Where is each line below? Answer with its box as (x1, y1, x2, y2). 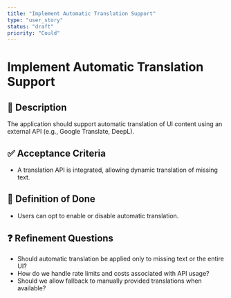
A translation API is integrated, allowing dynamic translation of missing (17, 166, 218, 174)
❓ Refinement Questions (7, 233, 114, 245)
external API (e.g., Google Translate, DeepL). (7, 128, 135, 136)
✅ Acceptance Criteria (7, 147, 106, 159)
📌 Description (7, 101, 67, 113)
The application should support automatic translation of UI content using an (7, 120, 223, 128)
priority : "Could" (7, 29, 60, 37)
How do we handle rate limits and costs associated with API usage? (17, 269, 210, 277)
